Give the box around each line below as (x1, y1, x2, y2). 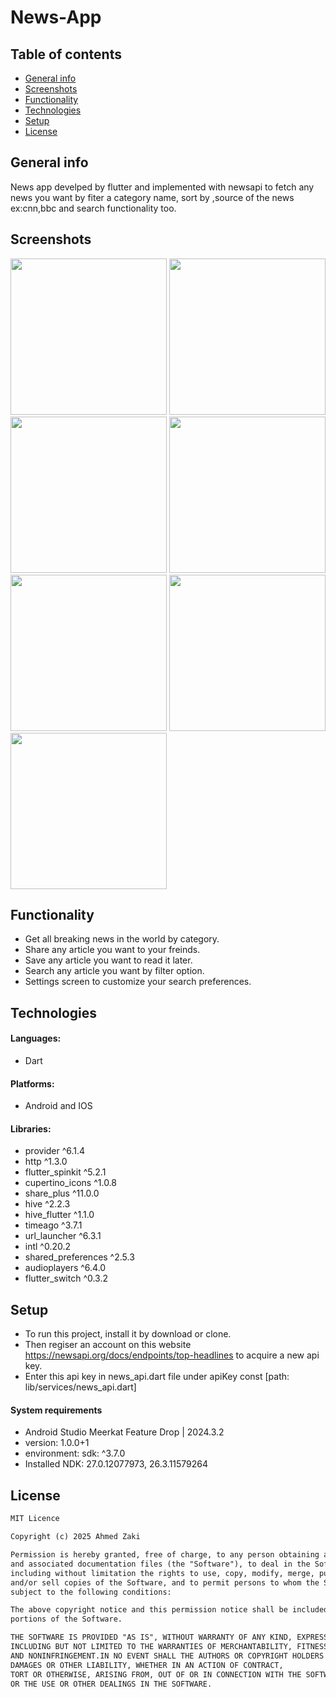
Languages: (10, 1032, 62, 1045)
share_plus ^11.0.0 (24, 1187, 100, 1200)
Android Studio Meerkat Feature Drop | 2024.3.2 (24, 1426, 225, 1438)
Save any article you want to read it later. (24, 954, 193, 966)
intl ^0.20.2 (24, 1241, 72, 1253)
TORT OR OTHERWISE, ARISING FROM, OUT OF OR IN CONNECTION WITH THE (10, 1669, 302, 1680)
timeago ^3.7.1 (24, 1219, 83, 1231)
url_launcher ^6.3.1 (24, 1230, 102, 1242)
